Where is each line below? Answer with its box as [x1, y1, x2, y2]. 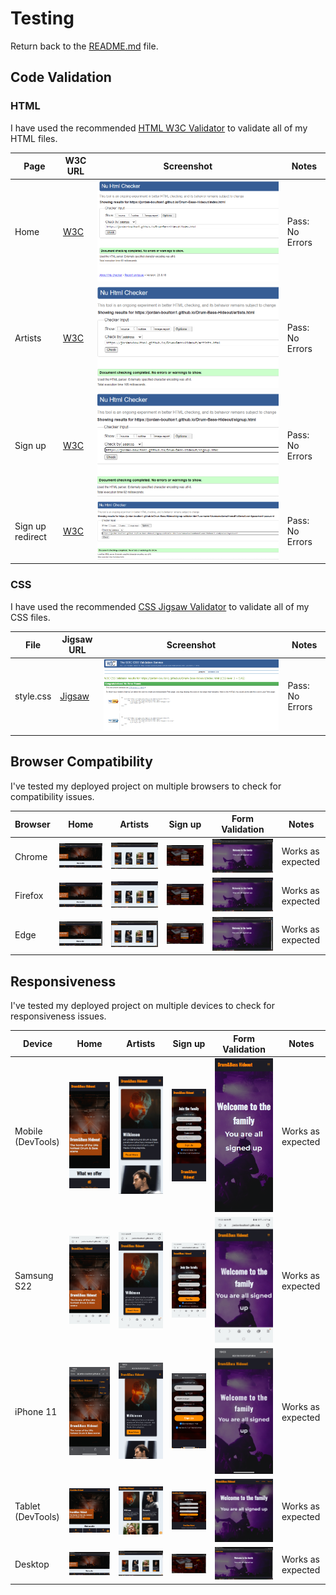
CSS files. [10, 611, 51, 623]
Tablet [14, 1500, 41, 1512]
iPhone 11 [14, 1406, 58, 1418]
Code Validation [10, 69, 112, 86]
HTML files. [10, 132, 58, 144]
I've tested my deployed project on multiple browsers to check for [10, 780, 282, 792]
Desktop [14, 1558, 50, 1571]
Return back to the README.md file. [10, 40, 159, 52]
